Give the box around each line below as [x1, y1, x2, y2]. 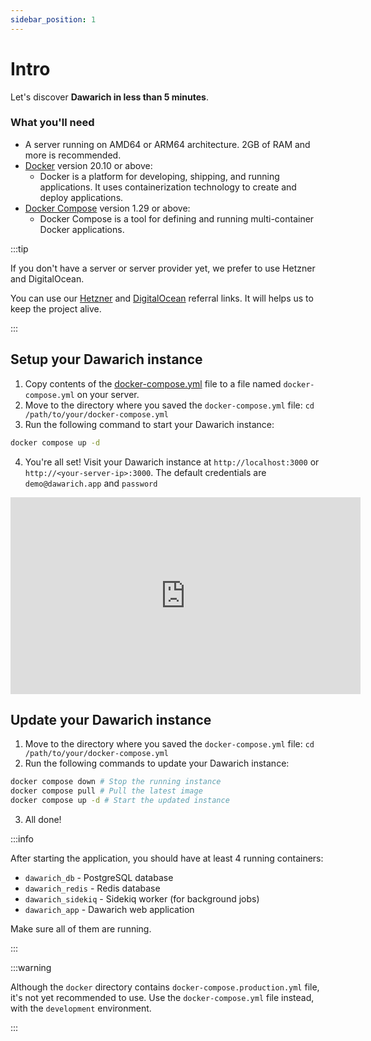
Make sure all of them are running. [10, 922, 152, 935]
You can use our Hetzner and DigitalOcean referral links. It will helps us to [10, 292, 314, 304]
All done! [24, 813, 62, 825]
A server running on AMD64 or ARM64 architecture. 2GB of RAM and [24, 138, 311, 150]
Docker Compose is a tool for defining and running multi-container [39, 212, 315, 225]
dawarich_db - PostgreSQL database [24, 871, 174, 883]
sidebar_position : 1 [10, 14, 97, 25]
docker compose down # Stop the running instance [10, 777, 222, 787]
